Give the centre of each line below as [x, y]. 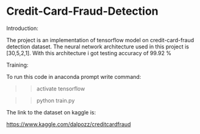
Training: [17, 65]
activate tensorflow [61, 88]
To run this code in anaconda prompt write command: [74, 76]
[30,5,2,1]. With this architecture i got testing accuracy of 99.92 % [89, 53]
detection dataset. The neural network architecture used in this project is [98, 47]
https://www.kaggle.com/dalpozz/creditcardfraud [69, 124]
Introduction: [22, 28]
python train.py [55, 100]
